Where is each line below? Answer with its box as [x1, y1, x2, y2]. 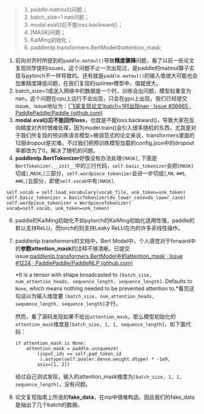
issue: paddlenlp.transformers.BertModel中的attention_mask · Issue [15, 252, 183, 260]
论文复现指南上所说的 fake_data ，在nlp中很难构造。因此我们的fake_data [15, 393, 195, 401]
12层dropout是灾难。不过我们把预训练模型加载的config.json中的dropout [15, 139, 194, 147]
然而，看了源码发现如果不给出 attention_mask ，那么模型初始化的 [15, 313, 176, 320]
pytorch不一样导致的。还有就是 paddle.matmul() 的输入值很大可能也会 [25, 72, 198, 79]
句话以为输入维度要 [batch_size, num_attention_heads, [15, 292, 155, 300]
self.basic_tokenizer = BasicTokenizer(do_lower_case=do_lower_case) [6, 195, 186, 201]
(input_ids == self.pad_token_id [37, 351, 121, 357]
